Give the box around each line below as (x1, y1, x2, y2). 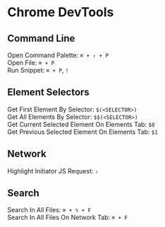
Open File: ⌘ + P (7, 59, 55, 67)
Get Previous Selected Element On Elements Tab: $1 (7, 128, 159, 136)
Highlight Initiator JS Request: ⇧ (7, 166, 99, 175)
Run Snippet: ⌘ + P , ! (7, 66, 69, 74)
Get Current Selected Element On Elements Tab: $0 (7, 120, 155, 128)
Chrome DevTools (7, 4, 114, 20)
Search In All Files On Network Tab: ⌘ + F (7, 213, 128, 222)
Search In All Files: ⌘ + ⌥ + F (7, 206, 92, 214)
